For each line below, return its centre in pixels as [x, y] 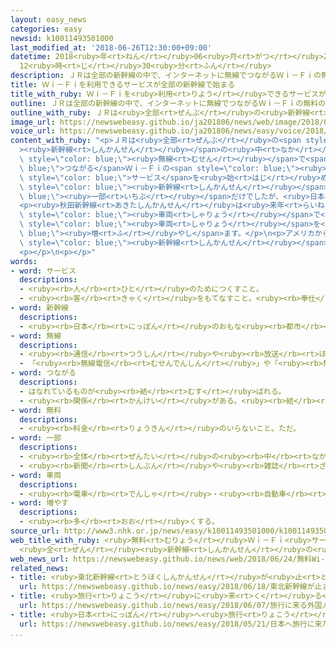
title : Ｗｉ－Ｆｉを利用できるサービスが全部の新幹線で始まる [123, 85]
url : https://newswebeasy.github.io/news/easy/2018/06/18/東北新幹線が [167, 587]
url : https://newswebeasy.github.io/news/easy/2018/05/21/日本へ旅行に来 [171, 624]
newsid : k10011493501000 [62, 38]
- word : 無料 [36, 410]
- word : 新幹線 [39, 308]
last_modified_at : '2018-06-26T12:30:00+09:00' [111, 47]
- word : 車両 [36, 475]
